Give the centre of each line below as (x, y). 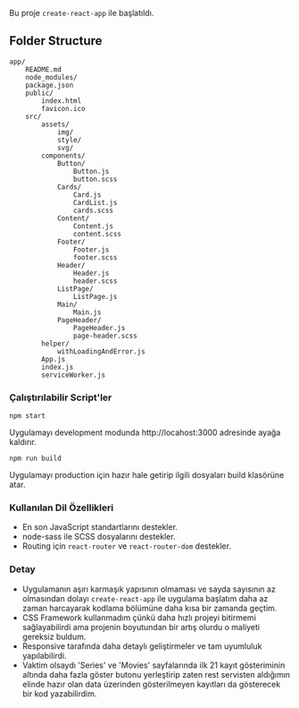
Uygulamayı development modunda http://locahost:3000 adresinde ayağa (145, 432)
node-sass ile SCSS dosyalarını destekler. (99, 537)
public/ (39, 93)
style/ (69, 140)
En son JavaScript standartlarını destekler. (100, 527)
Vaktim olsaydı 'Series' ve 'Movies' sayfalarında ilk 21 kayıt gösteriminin (154, 665)
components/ (64, 156)
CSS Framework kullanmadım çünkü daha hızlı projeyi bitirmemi (139, 618)
